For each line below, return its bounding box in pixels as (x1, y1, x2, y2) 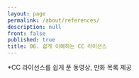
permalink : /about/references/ (7, 17, 100, 24)
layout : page (7, 10, 46, 18)
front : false (7, 30, 46, 37)
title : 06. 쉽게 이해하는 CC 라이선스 (7, 43, 107, 50)
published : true (7, 37, 55, 44)
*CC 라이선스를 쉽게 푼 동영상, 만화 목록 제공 (7, 63, 133, 71)
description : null (7, 23, 62, 30)
